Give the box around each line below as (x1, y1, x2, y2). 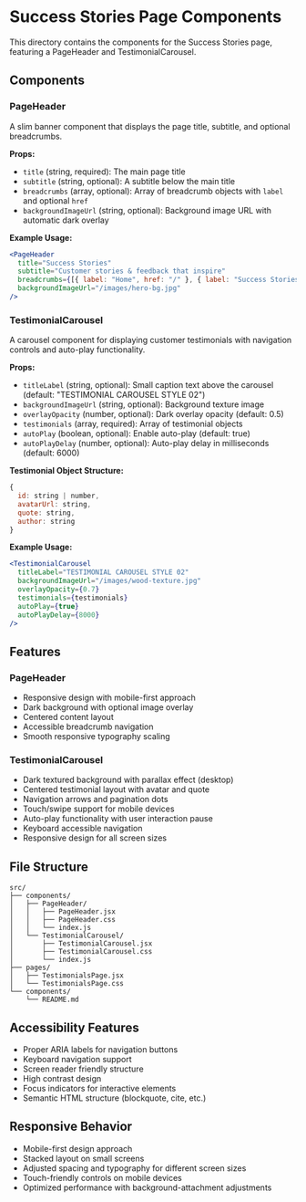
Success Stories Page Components (9, 6, 282, 27)
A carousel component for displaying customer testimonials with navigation (9, 335, 292, 346)
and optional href (22, 194, 88, 206)
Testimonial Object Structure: (9, 465, 125, 476)
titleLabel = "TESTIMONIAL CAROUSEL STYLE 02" (17, 568, 189, 577)
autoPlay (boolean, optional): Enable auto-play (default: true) (22, 428, 250, 439)
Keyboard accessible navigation (22, 823, 143, 834)
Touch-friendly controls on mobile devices (22, 1172, 182, 1183)
